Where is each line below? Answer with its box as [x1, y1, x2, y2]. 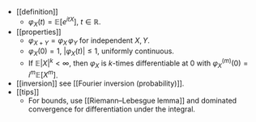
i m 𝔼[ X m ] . [28, 69, 58, 80]
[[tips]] [15, 87, 40, 97]
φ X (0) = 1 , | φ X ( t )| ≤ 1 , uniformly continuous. [28, 46, 174, 58]
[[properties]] [15, 27, 62, 37]
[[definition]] [15, 7, 58, 16]
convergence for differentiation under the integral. [28, 104, 196, 114]
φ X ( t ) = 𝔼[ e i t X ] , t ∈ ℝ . [28, 15, 101, 28]
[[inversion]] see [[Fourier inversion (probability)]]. [15, 78, 185, 88]
